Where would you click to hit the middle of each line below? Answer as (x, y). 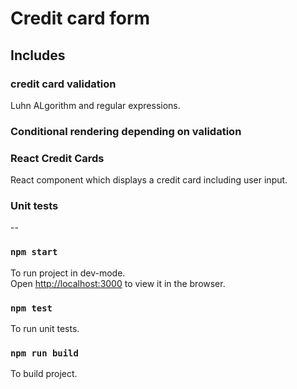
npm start (34, 252)
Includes (38, 55)
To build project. (44, 374)
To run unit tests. (45, 328)
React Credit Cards (57, 158)
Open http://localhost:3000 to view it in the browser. (118, 283)
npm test (31, 308)
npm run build (44, 353)
